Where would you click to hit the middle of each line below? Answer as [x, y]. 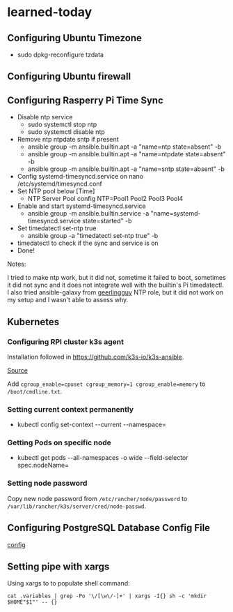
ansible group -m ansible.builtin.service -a [88, 214]
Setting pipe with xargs [58, 566]
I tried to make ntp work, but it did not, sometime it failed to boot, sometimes [116, 278]
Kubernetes [33, 322]
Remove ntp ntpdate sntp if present [68, 140]
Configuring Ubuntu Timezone [75, 38]
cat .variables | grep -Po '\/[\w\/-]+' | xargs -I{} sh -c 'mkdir [107, 596]
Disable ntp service [45, 117]
